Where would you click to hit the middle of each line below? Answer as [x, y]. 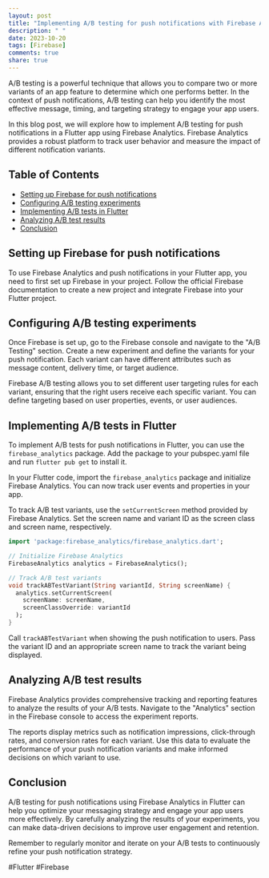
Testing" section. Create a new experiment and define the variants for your [132, 351]
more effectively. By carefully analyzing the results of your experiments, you [134, 819]
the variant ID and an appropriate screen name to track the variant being [127, 646]
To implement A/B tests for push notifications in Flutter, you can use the [126, 445]
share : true [28, 61]
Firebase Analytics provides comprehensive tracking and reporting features [133, 699]
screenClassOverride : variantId [76, 608]
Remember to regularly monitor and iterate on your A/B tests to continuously [134, 843]
